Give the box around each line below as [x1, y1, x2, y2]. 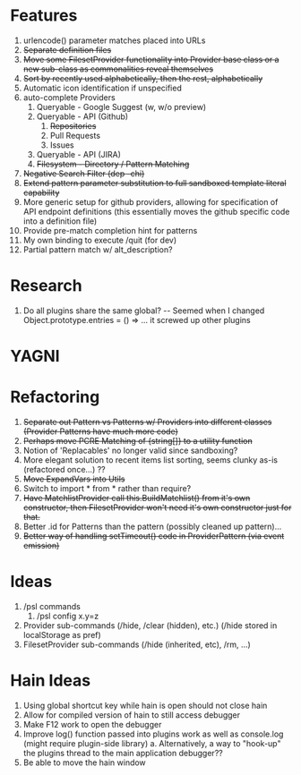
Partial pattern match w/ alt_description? [22, 243, 173, 255]
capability [22, 187, 60, 198]
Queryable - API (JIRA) [36, 149, 122, 159]
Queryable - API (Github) [36, 111, 129, 122]
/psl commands [22, 600, 82, 611]
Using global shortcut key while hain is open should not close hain [22, 700, 268, 711]
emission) [22, 541, 60, 550]
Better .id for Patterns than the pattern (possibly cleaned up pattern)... [22, 521, 282, 532]
